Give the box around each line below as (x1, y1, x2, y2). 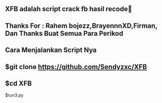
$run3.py (5, 92, 24, 98)
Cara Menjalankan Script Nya (5, 46, 97, 54)
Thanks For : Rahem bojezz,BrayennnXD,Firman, (5, 22, 158, 30)
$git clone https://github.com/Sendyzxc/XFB (5, 62, 147, 71)
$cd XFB (5, 79, 32, 87)
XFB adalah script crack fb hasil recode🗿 (5, 5, 132, 13)
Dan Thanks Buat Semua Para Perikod (5, 29, 124, 37)
